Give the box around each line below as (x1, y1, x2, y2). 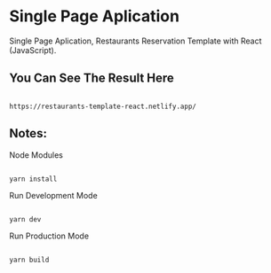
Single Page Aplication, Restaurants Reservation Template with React (9, 35, 262, 46)
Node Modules (9, 149, 64, 160)
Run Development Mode (9, 190, 98, 200)
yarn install (9, 175, 58, 183)
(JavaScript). (9, 44, 57, 55)
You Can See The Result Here (9, 71, 175, 86)
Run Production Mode (9, 230, 90, 241)
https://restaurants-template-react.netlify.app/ (9, 102, 197, 111)
